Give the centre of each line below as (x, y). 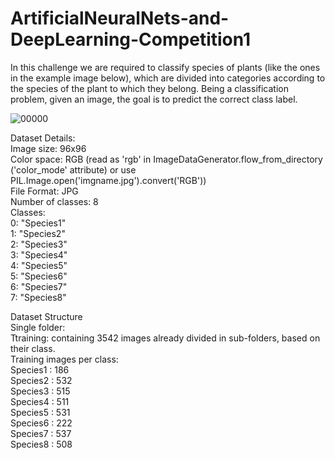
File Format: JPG (44, 191)
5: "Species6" (39, 276)
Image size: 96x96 (48, 148)
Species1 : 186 (40, 369)
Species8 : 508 (41, 444)
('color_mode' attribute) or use (73, 169)
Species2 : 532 (41, 380)
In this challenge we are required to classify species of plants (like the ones (165, 67)
